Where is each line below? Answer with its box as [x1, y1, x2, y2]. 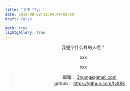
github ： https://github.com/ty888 [54, 81, 125, 87]
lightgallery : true [5, 30, 46, 35]
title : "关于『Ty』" [5, 7, 45, 12]
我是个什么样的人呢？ [62, 44, 105, 50]
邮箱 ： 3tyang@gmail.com [63, 74, 117, 80]
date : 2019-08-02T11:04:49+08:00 [5, 12, 74, 17]
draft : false [5, 16, 32, 21]
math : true [5, 25, 28, 30]
